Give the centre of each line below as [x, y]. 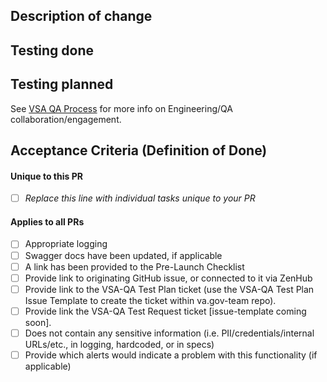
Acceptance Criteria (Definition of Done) [139, 150]
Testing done [52, 50]
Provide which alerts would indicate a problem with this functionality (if [171, 355]
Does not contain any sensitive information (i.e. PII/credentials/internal [169, 333]
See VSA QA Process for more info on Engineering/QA [121, 108]
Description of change [81, 16]
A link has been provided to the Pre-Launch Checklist [134, 266]
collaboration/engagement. [66, 119]
